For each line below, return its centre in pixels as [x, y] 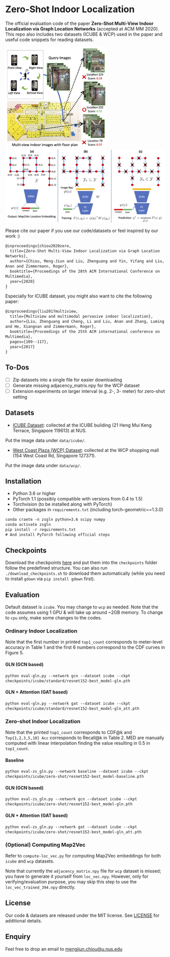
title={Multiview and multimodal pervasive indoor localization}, [81, 316]
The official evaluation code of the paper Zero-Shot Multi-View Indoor [79, 23]
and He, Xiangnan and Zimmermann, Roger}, [51, 326]
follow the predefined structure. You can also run [57, 568]
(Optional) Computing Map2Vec [45, 845]
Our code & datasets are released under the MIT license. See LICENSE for [82, 915]
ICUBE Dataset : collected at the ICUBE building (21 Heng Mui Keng [82, 425]
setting [20, 397]
